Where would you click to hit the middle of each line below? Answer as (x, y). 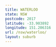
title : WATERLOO (21, 10)
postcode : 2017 (20, 19)
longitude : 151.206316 (28, 28)
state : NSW (16, 14)
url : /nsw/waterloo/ (26, 32)
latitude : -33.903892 (27, 23)
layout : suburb (20, 37)
